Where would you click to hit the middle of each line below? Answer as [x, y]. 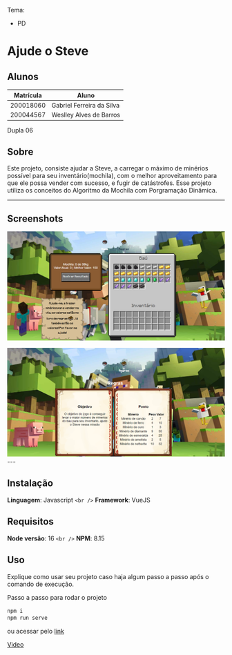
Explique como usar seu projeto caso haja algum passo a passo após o [108, 576]
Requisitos [30, 521]
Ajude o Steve [48, 51]
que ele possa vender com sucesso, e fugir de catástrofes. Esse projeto [109, 183]
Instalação [30, 483]
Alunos [23, 76]
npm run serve [28, 618]
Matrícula [28, 95]
